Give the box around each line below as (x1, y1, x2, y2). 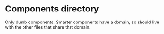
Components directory (5, 3, 99, 14)
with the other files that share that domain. (5, 24, 91, 30)
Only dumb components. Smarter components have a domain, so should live (5, 19, 160, 25)
